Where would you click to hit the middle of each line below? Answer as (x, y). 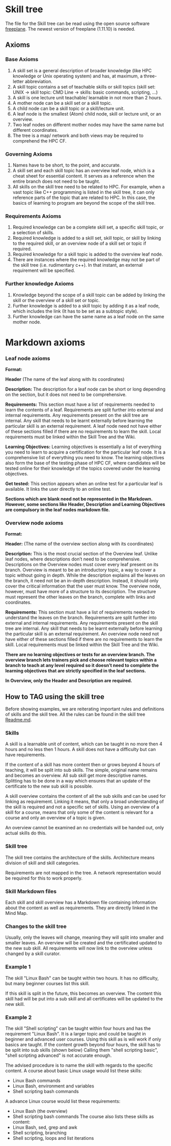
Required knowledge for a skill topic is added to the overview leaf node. (88, 254)
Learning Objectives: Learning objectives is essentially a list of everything (83, 447)
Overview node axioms (34, 523)
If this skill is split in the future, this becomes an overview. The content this (83, 993)
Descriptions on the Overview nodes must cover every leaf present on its (82, 565)
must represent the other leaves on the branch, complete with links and (80, 597)
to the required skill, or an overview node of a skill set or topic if (79, 243)
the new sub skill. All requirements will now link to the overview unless (79, 948)
